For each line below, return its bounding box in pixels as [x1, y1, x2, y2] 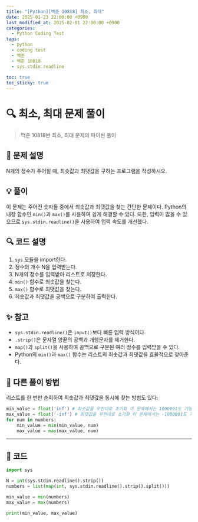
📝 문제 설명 [6, 151, 44, 161]
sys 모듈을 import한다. [14, 256, 67, 263]
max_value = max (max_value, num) [16, 428, 99, 434]
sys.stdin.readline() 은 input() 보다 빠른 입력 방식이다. [14, 329, 146, 336]
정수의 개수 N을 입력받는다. [14, 263, 77, 270]
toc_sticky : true [6, 80, 49, 86]
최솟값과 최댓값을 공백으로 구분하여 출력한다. [14, 293, 118, 300]
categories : [6, 25, 35, 31]
